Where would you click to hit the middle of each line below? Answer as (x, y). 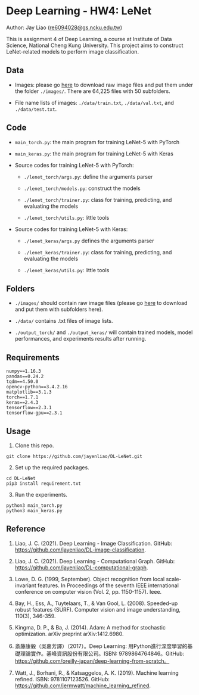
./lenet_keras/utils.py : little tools (66, 270)
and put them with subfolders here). (59, 309)
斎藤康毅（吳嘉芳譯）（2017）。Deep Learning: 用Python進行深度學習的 (101, 646)
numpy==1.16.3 (24, 371)
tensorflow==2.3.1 (29, 408)
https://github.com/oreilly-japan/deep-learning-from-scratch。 (92, 661)
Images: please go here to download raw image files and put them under (104, 85)
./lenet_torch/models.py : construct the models (82, 188)
